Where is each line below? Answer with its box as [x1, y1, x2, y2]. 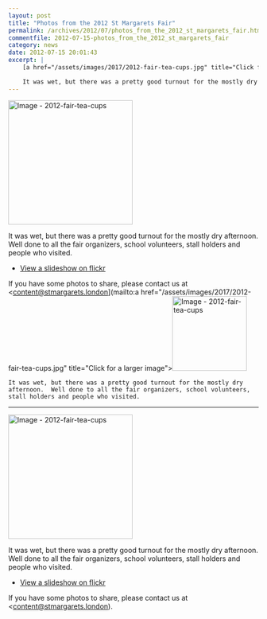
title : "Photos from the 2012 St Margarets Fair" [8, 19, 176, 27]
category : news [8, 41, 59, 49]
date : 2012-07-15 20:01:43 [8, 49, 98, 56]
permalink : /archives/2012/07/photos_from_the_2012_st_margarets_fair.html [8, 26, 265, 34]
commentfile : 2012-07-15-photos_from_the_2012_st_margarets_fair [8, 33, 229, 42]
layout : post [8, 11, 52, 20]
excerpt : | [8, 56, 44, 64]
